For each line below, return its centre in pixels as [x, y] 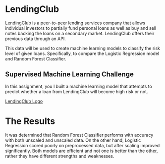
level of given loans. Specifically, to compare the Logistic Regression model [82, 54]
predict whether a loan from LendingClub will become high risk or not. [77, 91]
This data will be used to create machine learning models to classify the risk [82, 48]
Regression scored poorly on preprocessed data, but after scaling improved [82, 145]
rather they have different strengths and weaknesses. [60, 156]
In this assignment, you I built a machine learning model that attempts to [79, 86]
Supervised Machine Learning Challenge [69, 75]
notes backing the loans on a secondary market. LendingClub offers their [80, 33]
